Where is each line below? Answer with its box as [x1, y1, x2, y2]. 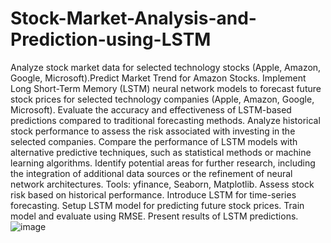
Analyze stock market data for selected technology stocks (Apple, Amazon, [10, 61, 322, 73]
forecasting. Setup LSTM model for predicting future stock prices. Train [10, 199, 305, 211]
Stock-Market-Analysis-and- [10, 7, 257, 30]
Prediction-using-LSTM [10, 28, 212, 51]
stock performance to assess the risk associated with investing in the [10, 125, 296, 137]
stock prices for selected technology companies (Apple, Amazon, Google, [10, 93, 315, 105]
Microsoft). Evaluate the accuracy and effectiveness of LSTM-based [10, 103, 292, 116]
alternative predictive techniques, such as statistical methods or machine [10, 146, 312, 158]
